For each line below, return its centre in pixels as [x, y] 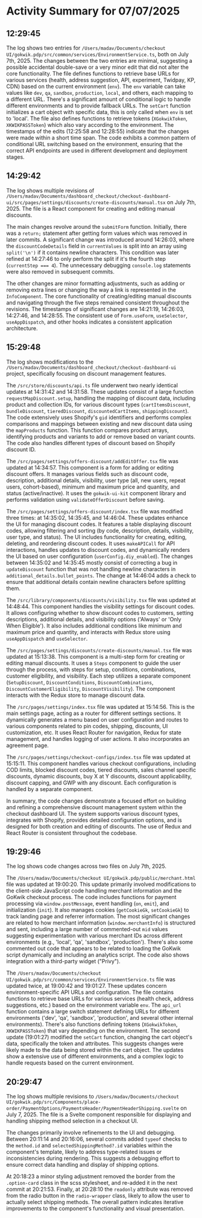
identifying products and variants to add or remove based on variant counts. [101, 437]
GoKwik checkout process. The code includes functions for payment [91, 897]
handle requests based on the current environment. [70, 1063]
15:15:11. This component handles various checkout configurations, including [101, 763]
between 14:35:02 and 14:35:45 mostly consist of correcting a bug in [92, 562]
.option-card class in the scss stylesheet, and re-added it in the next [92, 1183]
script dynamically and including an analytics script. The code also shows [98, 955]
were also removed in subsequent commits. [60, 271]
